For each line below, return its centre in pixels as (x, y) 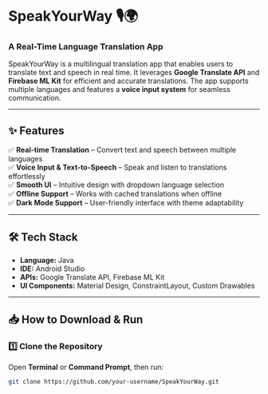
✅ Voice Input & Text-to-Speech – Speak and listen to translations (118, 167)
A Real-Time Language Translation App (86, 47)
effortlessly (27, 177)
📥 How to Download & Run (76, 319)
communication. (35, 98)
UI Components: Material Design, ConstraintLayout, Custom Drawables (137, 286)
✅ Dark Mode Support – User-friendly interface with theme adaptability (126, 203)
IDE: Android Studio (52, 269)
